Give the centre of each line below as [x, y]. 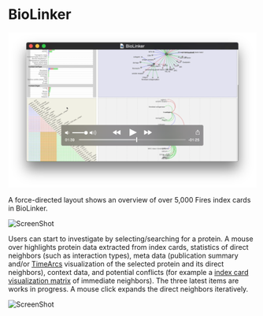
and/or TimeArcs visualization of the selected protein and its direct [116, 264]
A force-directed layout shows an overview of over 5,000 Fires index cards [130, 200]
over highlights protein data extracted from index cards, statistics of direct [128, 247]
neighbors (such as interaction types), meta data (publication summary [123, 256]
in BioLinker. [28, 208]
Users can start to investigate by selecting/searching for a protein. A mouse [131, 239]
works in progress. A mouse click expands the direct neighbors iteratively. [128, 289]
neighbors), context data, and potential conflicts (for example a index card [128, 273]
